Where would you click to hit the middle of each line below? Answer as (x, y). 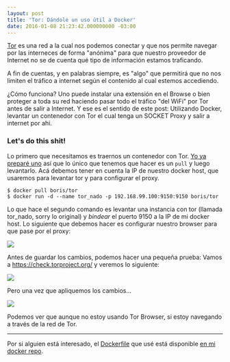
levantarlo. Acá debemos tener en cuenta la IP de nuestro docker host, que (113, 170)
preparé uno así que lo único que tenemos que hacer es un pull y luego (108, 163)
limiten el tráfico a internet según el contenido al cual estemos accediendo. (113, 81)
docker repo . (25, 351)
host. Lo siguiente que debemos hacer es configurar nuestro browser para (112, 224)
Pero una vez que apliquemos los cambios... (69, 290)
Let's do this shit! (37, 141)
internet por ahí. (30, 123)
